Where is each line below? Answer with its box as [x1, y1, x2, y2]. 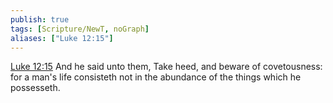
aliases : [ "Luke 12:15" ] [10, 33, 114, 43]
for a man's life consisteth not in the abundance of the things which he [10, 71, 302, 83]
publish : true [10, 14, 70, 25]
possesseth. [10, 82, 61, 94]
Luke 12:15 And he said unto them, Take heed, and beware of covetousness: [10, 61, 323, 73]
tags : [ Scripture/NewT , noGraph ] [10, 24, 150, 34]
